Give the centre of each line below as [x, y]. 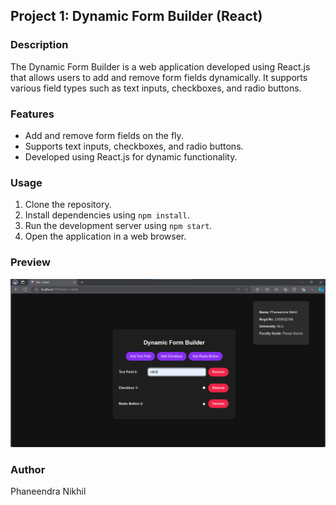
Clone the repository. [68, 205]
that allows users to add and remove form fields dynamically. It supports [159, 77]
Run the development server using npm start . [118, 226]
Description [39, 45]
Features [32, 114]
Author [28, 469]
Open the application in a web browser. [105, 236]
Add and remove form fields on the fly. [104, 135]
